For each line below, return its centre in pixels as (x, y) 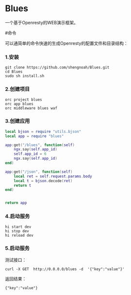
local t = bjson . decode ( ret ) (43, 181)
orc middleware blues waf (31, 108)
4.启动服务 (17, 216)
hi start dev (18, 227)
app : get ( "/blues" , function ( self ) (40, 145)
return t (23, 185)
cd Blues (14, 72)
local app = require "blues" (34, 136)
